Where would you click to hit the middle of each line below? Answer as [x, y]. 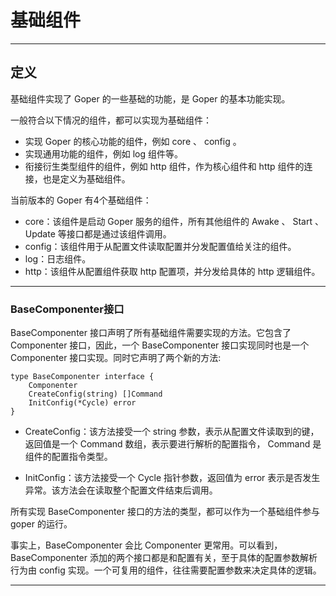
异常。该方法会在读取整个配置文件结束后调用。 [121, 490]
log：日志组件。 [58, 258]
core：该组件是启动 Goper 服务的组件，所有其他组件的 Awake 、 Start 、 [174, 221]
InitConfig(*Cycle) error [82, 403]
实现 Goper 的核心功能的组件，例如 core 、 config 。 [133, 141]
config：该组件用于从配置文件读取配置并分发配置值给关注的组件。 [160, 246]
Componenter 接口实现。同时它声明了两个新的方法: [116, 358]
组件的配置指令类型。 [68, 457]
